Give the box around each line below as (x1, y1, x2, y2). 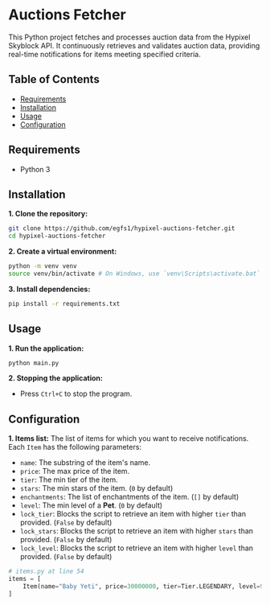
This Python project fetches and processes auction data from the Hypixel (8, 32, 251, 42)
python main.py (8, 359, 59, 367)
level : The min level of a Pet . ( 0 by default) (19, 500, 163, 510)
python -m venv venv (8, 262, 78, 270)
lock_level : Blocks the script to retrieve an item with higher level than (19, 543, 254, 553)
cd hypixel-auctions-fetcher (8, 232, 106, 241)
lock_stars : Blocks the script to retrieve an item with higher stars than (19, 526, 254, 536)
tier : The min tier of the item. (19, 475, 118, 484)
